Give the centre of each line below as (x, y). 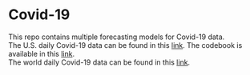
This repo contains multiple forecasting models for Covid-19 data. (117, 37)
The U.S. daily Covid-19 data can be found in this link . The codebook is (125, 45)
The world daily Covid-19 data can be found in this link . (99, 62)
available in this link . (41, 53)
